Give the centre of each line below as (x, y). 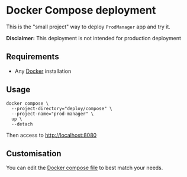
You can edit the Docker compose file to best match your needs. (85, 168)
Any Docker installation (43, 71)
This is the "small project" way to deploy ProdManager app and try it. (88, 27)
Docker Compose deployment (81, 10)
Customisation (34, 154)
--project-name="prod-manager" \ (53, 114)
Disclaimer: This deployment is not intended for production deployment (94, 38)
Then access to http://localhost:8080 (51, 135)
